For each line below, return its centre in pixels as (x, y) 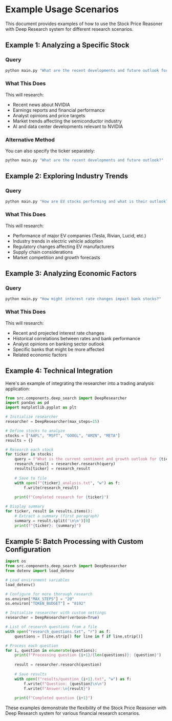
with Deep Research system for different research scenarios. (69, 29)
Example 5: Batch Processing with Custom (74, 541)
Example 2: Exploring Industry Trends (67, 176)
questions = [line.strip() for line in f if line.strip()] (79, 636)
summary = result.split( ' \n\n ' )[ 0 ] (52, 521)
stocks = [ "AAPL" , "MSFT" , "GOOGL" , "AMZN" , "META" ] (63, 436)
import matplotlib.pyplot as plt (41, 408)
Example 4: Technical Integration (59, 371)
